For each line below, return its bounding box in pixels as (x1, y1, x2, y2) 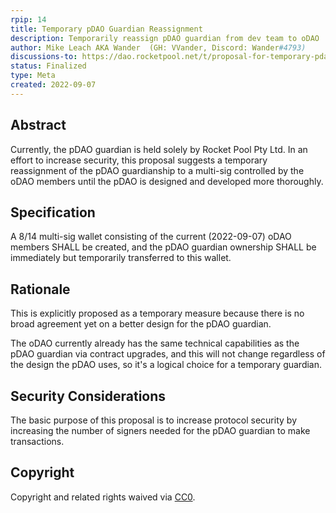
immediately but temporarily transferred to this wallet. (10, 252, 232, 264)
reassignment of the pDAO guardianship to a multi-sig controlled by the (10, 164, 305, 176)
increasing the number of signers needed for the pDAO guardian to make (10, 425, 311, 436)
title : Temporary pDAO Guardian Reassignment (10, 24, 203, 34)
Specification (10, 204, 96, 221)
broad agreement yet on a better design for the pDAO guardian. (10, 318, 272, 330)
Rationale (10, 281, 71, 298)
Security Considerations (10, 387, 167, 405)
